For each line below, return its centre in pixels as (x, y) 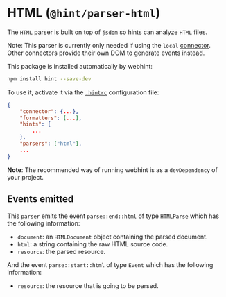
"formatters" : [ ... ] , (51, 118)
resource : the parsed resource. (61, 251)
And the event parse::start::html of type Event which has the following (110, 264)
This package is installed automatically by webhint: (80, 66)
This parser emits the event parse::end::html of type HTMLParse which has (113, 216)
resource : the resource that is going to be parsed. (88, 285)
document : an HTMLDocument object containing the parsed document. (112, 237)
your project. (25, 177)
